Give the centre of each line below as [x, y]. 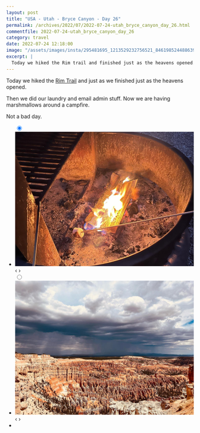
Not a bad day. [24, 116]
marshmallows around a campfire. [48, 105]
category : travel [28, 38]
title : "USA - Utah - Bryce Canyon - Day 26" [63, 19]
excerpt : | [20, 57]
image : [14, 51]
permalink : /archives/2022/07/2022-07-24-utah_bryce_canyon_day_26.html [98, 25]
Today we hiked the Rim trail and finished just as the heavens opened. [104, 63]
